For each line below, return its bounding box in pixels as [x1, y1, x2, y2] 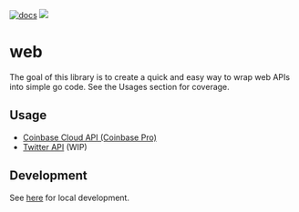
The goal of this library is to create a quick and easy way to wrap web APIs [9, 71, 290, 82]
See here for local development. [9, 192, 130, 203]
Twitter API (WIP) [22, 141, 88, 152]
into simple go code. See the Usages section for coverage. [9, 81, 230, 92]
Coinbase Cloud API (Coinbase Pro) [22, 132, 158, 143]
